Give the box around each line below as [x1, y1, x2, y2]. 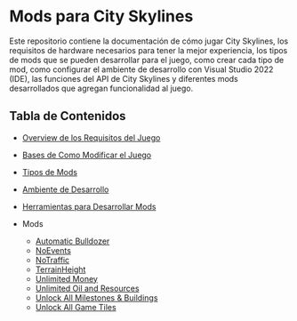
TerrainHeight [35, 264, 86, 275]
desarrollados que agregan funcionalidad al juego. [9, 83, 194, 93]
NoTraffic [35, 254, 70, 265]
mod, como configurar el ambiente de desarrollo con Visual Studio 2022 [9, 64, 274, 75]
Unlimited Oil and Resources [35, 283, 140, 293]
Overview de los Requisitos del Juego [21, 132, 161, 143]
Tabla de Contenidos [9, 108, 126, 124]
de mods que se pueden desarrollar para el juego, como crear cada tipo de [9, 54, 285, 65]
